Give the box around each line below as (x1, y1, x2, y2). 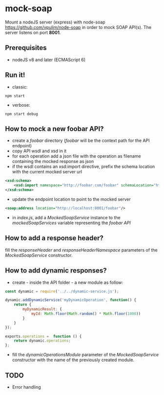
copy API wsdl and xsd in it (12, 148, 67, 154)
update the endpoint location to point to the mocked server (12, 196, 131, 202)
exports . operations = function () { (5, 334, 82, 339)
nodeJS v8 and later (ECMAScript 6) (12, 57, 85, 63)
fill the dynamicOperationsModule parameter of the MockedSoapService (12, 352, 159, 358)
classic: (12, 84, 28, 90)
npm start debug (5, 111, 38, 116)
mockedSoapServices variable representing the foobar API (12, 220, 131, 226)
